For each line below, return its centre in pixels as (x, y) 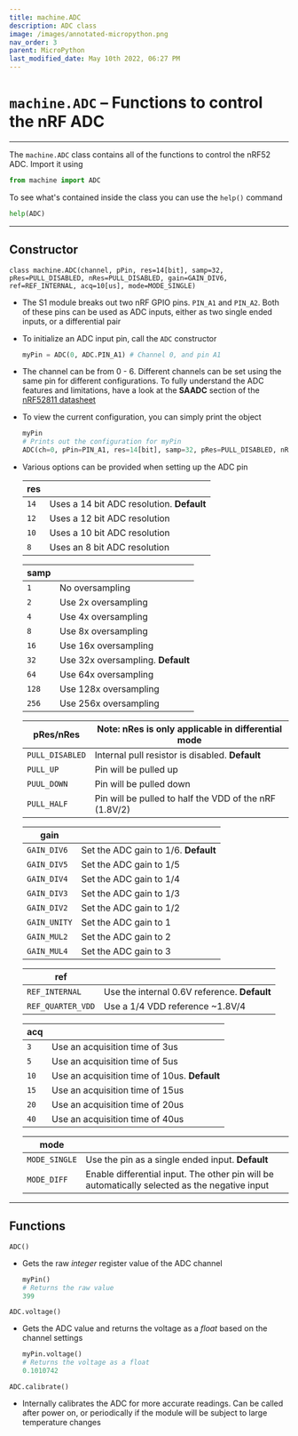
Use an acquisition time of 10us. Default (136, 1075)
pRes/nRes (56, 734)
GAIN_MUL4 (47, 951)
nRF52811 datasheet (59, 400)
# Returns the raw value (68, 1288)
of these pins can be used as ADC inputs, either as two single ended (147, 311)
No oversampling (95, 588)
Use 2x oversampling (103, 602)
